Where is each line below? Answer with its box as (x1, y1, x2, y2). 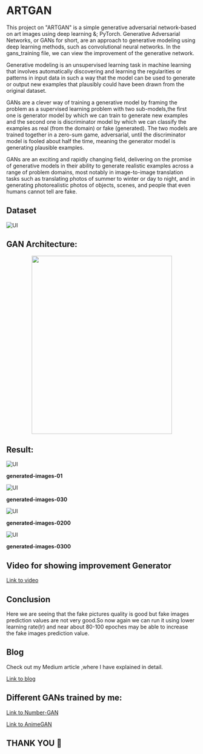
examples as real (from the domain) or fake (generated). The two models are (6, 124, 198, 132)
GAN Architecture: (6, 239, 78, 249)
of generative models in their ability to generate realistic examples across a (6, 162, 194, 169)
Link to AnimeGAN (6, 720, 53, 728)
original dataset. (6, 87, 47, 94)
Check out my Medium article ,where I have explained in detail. (6, 663, 164, 670)
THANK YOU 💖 (6, 738, 62, 749)
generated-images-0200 (6, 519, 71, 527)
